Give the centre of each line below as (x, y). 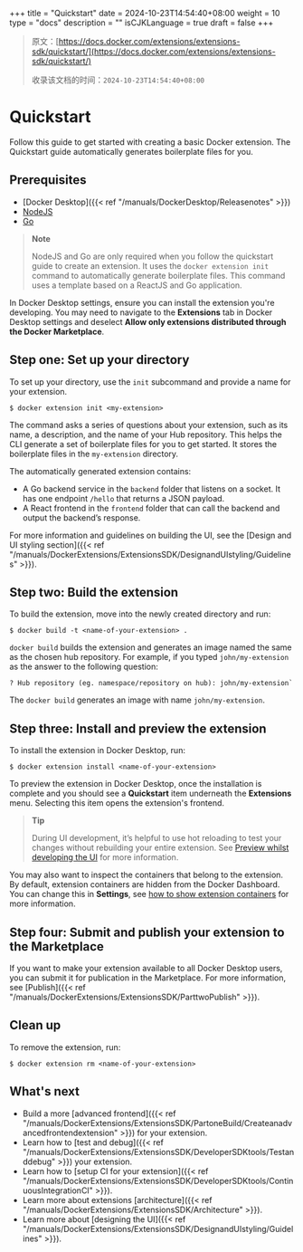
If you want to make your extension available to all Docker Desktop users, (146, 968)
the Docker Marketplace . (57, 331)
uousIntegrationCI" (57, 1190)
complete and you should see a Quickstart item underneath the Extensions (151, 793)
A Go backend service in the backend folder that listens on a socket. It (151, 489)
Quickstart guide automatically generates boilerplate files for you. (131, 151)
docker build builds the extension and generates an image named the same (151, 647)
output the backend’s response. (81, 517)
